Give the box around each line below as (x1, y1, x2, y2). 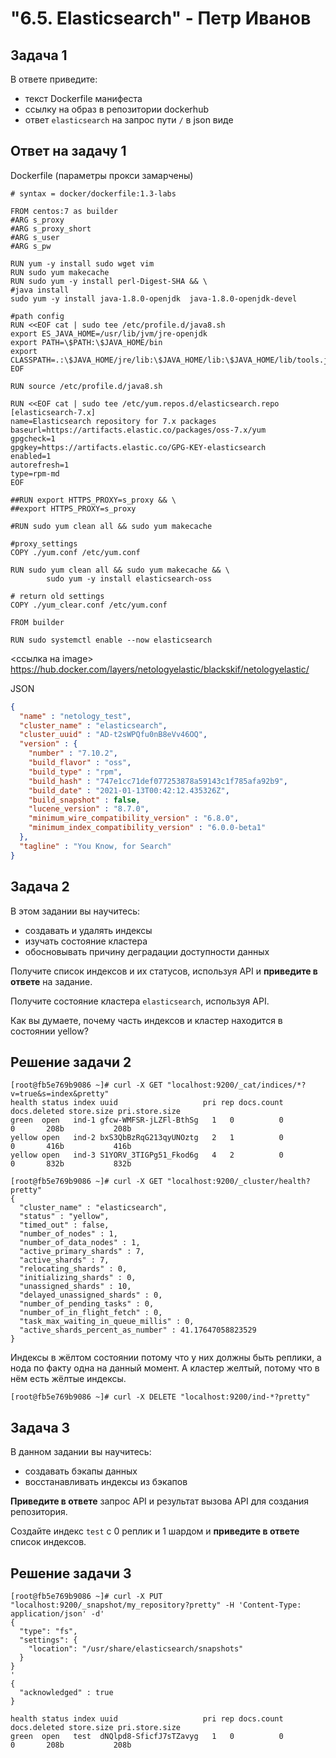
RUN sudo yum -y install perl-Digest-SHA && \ (10, 276, 208, 286)
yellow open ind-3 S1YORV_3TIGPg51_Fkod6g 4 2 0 (10, 1150, 284, 1161)
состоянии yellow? (10, 1025, 89, 1037)
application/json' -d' (10, 1608, 105, 1619)
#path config (10, 311, 65, 321)
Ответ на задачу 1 (10, 143, 127, 160)
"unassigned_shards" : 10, (19, 1282, 132, 1292)
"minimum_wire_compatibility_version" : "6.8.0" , (28, 813, 240, 824)
